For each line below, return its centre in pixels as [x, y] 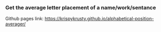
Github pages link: [24, 19]
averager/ [16, 24]
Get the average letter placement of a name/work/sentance [81, 8]
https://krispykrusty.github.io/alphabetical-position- [99, 19]
